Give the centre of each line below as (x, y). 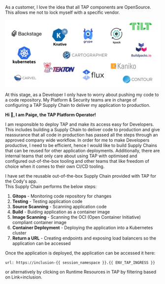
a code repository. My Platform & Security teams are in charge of (71, 100)
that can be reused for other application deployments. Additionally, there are (82, 150)
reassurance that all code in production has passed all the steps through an (82, 135)
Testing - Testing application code (47, 201)
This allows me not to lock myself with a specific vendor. (63, 12)
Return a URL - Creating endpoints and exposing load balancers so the (84, 238)
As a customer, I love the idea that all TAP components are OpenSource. (78, 7)
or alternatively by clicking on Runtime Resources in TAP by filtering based (81, 272)
